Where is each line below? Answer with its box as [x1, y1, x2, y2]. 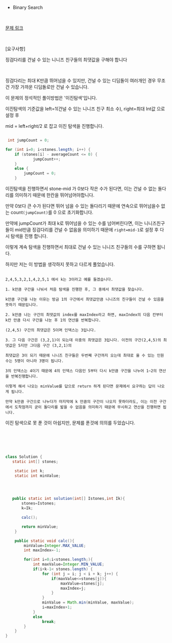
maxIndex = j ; [60, 586, 86, 591]
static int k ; [14, 468, 45, 474]
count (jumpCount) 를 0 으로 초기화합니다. [10, 209, 93, 215]
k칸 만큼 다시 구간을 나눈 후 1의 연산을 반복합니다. [5, 318, 101, 323]
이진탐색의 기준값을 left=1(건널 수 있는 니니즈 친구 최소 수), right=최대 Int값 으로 [5, 106, 165, 112]
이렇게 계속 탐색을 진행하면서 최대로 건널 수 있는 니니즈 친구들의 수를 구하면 [5, 244, 156, 250]
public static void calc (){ [14, 538, 74, 543]
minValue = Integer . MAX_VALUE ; [24, 543, 86, 548]
